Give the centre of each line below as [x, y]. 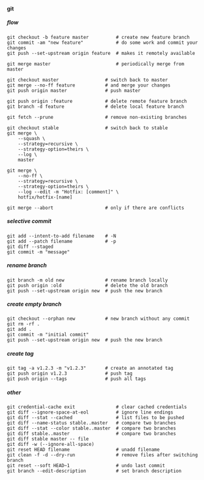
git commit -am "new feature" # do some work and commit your [103, 43]
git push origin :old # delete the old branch [87, 285]
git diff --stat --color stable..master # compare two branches [91, 429]
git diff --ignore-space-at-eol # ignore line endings [90, 412]
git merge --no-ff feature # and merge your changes [89, 85]
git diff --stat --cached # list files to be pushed [96, 418]
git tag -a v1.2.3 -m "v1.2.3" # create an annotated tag [90, 369]
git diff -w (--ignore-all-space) [51, 445]
